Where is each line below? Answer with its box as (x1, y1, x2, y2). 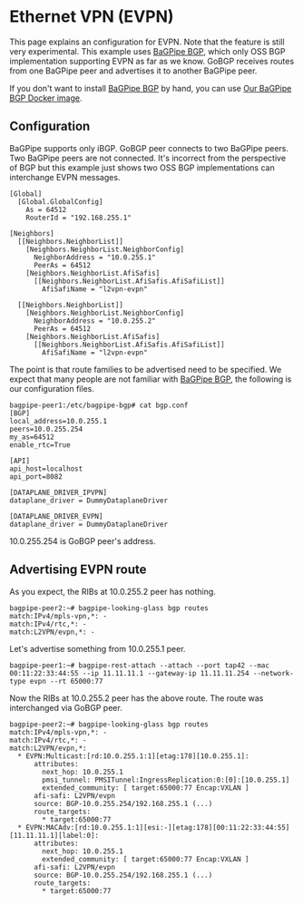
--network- (252, 668, 295, 677)
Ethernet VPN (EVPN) (9, 6, 174, 27)
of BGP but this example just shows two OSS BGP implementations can (9, 161, 275, 173)
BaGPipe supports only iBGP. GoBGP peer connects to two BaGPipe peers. (9, 142, 288, 153)
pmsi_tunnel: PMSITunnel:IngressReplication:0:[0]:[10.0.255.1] (42, 775, 290, 784)
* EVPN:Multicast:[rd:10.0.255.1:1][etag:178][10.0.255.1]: (17, 751, 249, 761)
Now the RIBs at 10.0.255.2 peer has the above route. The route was (9, 692, 264, 704)
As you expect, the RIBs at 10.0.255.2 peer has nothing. (9, 586, 216, 597)
